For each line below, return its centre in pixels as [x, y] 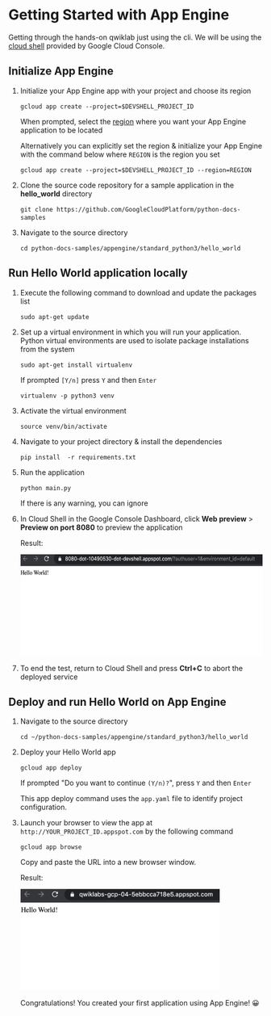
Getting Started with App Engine [119, 15]
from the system [47, 349]
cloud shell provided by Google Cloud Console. [87, 45]
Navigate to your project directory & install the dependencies [121, 441]
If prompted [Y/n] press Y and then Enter [88, 380]
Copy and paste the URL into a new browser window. [108, 863]
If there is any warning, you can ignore [84, 503]
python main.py [46, 488]
